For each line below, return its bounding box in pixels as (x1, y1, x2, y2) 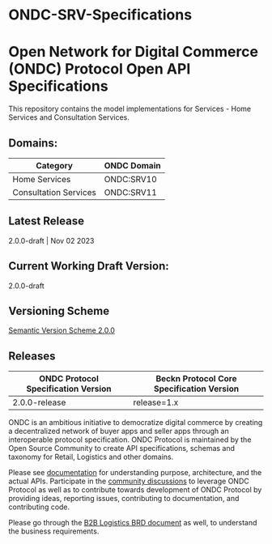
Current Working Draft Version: (8, 259, 169, 273)
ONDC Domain (104, 159, 161, 171)
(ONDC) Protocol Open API (8, 60, 191, 79)
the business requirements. (8, 526, 100, 536)
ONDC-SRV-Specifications (8, 6, 193, 24)
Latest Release (8, 215, 85, 228)
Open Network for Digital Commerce (8, 43, 259, 62)
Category (36, 159, 73, 171)
